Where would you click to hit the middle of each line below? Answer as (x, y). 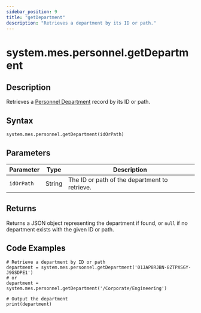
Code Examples (36, 249)
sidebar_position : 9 (32, 12)
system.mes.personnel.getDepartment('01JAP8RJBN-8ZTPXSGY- (116, 267)
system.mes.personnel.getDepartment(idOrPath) (65, 135)
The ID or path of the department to (118, 180)
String (54, 183)
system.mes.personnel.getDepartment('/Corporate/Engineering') (87, 288)
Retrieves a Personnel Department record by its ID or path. (78, 102)
